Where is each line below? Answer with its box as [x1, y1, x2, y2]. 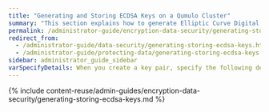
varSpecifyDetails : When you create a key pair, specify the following [8, 64, 252, 72]
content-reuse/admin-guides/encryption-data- [46, 86, 201, 95]
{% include [8, 86, 45, 95]
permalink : [8, 26, 45, 34]
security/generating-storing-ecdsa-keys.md [8, 94, 154, 104]
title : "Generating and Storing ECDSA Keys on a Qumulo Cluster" [8, 11, 231, 20]
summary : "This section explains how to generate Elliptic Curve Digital [8, 19, 260, 27]
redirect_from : [8, 34, 59, 42]
